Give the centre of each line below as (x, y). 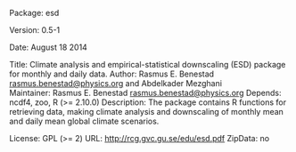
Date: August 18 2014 (48, 47)
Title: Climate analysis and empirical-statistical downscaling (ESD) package (148, 64)
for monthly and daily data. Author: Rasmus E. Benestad (112, 74)
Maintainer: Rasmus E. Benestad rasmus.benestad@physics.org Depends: (145, 93)
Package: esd (34, 13)
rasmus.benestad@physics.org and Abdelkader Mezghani (116, 83)
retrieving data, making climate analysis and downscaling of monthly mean (146, 112)
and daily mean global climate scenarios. (84, 121)
